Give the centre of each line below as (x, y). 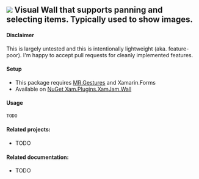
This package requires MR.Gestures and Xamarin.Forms (85, 82)
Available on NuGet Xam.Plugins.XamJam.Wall (73, 89)
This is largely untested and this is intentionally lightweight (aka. (87, 49)
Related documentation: (38, 157)
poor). (14, 55)
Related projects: (28, 130)
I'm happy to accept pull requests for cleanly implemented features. (108, 55)
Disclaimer (20, 35)
